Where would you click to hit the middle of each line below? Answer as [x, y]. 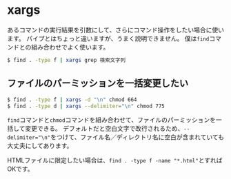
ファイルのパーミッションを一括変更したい [98, 84]
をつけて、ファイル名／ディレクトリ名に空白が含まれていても [138, 137]
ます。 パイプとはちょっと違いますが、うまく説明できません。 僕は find [108, 38]
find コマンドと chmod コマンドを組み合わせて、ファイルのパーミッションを [111, 120]
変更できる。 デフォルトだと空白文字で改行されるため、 [104, 129]
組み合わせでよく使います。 [70, 47]
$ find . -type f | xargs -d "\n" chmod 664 [72, 99]
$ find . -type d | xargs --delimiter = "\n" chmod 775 [86, 106]
